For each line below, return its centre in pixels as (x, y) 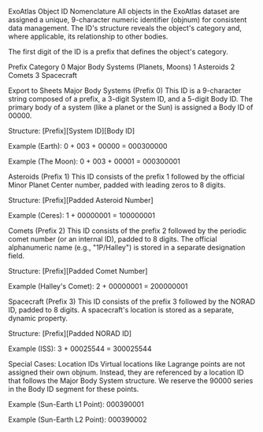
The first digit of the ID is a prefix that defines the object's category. (118, 52)
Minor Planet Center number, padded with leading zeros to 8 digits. (117, 185)
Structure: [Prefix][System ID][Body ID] (72, 131)
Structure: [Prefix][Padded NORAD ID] (70, 333)
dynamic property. (38, 318)
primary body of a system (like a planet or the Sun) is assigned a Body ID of (131, 107)
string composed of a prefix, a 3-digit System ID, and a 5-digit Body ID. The (131, 99)
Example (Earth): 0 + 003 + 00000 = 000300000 (88, 146)
